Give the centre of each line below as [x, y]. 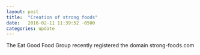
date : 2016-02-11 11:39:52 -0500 [51, 23]
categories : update [31, 28]
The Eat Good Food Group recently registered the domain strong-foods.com [100, 45]
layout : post [23, 12]
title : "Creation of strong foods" [52, 17]
